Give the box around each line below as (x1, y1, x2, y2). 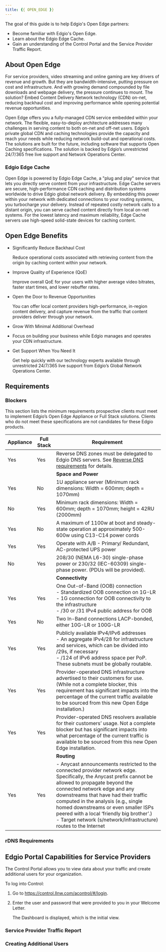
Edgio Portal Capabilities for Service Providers (5, 853, 151, 861)
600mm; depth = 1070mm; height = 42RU (56, 505, 155, 512)
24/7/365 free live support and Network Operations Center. (5, 151, 126, 157)
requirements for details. (56, 463, 113, 470)
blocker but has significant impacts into (56, 726, 147, 733)
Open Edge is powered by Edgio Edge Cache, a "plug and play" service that (5, 175, 160, 181)
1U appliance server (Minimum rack (56, 478, 140, 485)
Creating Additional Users (5, 940, 69, 947)
